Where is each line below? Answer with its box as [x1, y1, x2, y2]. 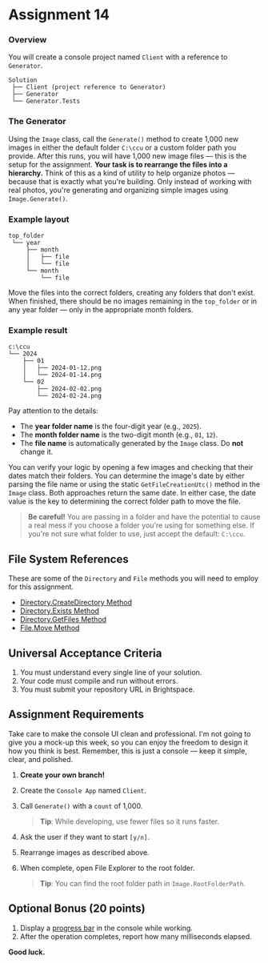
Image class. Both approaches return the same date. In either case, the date [8, 488, 256, 498]
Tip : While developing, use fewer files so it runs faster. [39, 817, 220, 826]
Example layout [8, 214, 70, 225]
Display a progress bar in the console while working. [19, 923, 194, 933]
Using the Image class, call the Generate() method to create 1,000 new [8, 134, 239, 143]
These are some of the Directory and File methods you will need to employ [8, 574, 258, 584]
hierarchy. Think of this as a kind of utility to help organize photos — [8, 168, 235, 178]
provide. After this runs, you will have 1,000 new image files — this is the [8, 150, 247, 161]
